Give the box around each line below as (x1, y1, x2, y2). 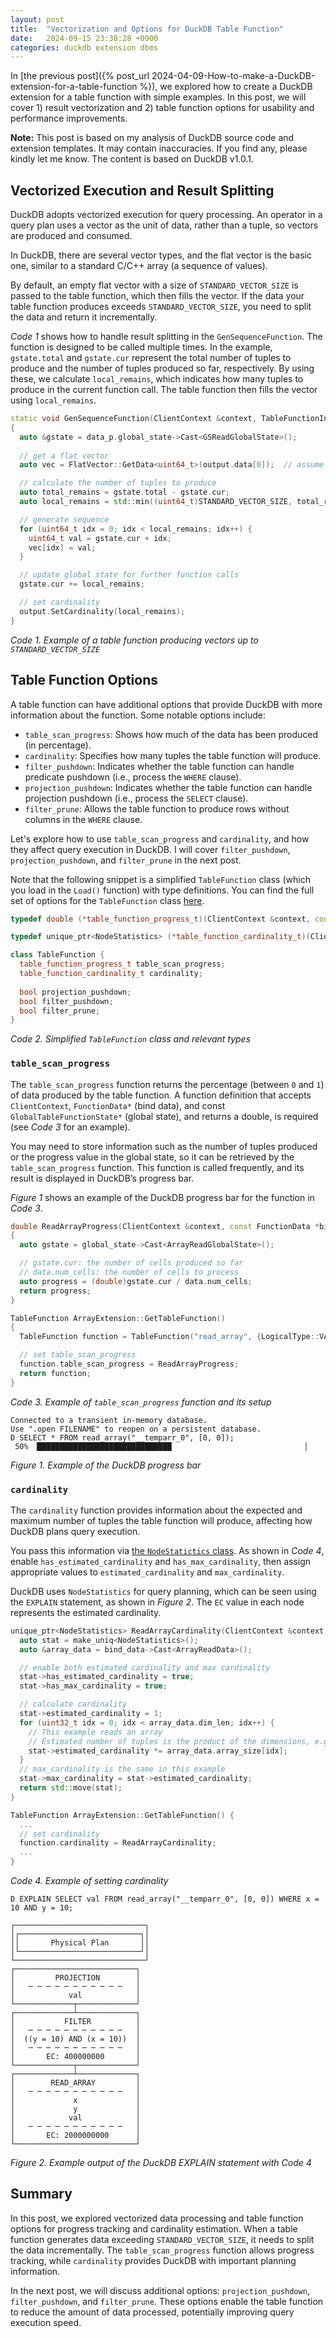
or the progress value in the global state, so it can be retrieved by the (10, 1151, 295, 1163)
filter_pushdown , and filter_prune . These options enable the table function (10, 2295, 324, 2307)
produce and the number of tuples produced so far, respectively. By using (10, 362, 315, 375)
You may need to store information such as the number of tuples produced (10, 1140, 318, 1152)
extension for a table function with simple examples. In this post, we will (10, 91, 307, 103)
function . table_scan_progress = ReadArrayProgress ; (19, 1359, 240, 1370)
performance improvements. (10, 112, 128, 125)
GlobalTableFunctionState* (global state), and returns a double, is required (10, 1110, 319, 1122)
